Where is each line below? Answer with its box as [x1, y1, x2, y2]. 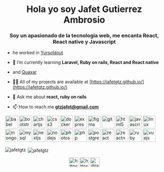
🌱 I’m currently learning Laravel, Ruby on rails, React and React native [12, 59, 159, 66]
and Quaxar [12, 69, 37, 75]
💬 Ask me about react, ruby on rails [12, 94, 87, 100]
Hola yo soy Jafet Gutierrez [26, 4, 142, 15]
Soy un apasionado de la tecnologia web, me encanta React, [9, 32, 159, 39]
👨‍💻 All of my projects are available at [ [12, 79, 91, 85]
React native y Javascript [52, 39, 116, 46]
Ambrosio [63, 14, 105, 26]
